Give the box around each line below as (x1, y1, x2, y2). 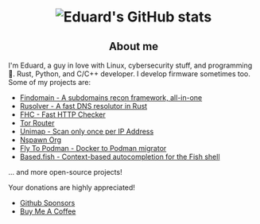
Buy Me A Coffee (19, 207, 76, 216)
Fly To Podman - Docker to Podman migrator (19, 144, 167, 153)
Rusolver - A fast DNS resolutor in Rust (19, 102, 148, 110)
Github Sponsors (19, 199, 76, 207)
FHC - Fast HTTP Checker (19, 110, 106, 119)
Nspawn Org (19, 135, 62, 145)
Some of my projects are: (8, 78, 91, 87)
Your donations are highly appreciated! (8, 183, 135, 192)
